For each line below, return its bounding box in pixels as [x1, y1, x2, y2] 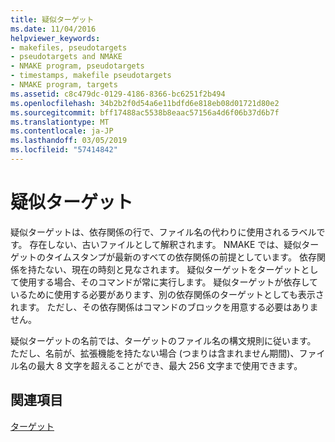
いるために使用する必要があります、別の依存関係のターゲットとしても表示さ [10, 288, 325, 300]
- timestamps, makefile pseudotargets [10, 71, 172, 81]
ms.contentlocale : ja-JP [10, 126, 114, 136]
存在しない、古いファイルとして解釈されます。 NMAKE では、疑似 [29, 238, 302, 250]
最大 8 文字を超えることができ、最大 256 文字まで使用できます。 [36, 359, 303, 371]
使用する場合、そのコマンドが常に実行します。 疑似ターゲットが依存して [18, 276, 319, 288]
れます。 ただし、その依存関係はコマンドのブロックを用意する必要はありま [10, 301, 319, 313]
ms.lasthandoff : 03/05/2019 [10, 136, 128, 146]
